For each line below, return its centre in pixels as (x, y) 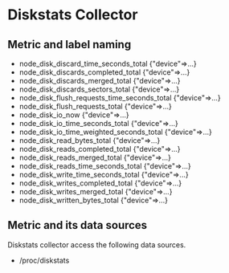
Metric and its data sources (78, 225)
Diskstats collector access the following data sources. (97, 244)
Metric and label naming (70, 45)
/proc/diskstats (44, 260)
